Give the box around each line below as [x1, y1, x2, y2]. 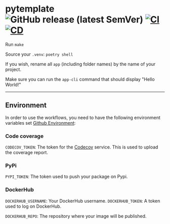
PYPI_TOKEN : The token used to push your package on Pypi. [5, 173, 128, 180]
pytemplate [5, 3, 55, 15]
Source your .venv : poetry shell [5, 51, 73, 57]
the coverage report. [5, 150, 48, 156]
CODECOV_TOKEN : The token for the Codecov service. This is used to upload [5, 144, 158, 150]
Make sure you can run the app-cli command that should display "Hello [5, 76, 155, 82]
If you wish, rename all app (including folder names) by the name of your [5, 61, 156, 67]
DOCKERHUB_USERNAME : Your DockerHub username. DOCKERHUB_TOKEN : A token [5, 198, 160, 204]
